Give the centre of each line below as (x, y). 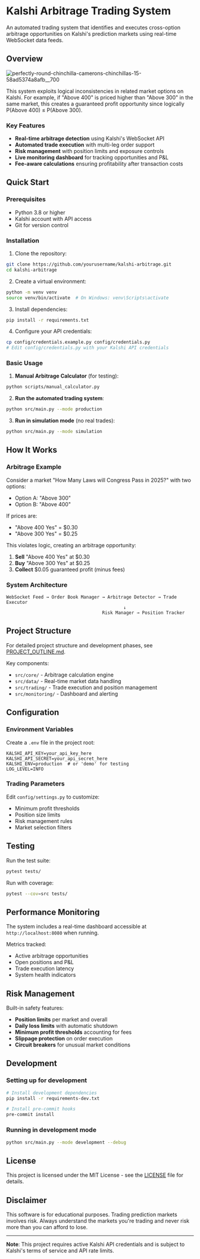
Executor (17, 603)
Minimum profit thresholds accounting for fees (73, 1032)
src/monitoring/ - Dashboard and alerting (66, 694)
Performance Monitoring (53, 912)
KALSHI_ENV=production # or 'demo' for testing (68, 763)
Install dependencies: (41, 309)
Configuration (33, 713)
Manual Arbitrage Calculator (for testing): (67, 376)
